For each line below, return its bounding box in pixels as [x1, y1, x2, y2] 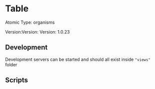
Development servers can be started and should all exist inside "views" [5, 56, 151, 62]
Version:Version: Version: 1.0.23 [5, 29, 70, 35]
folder [5, 61, 17, 67]
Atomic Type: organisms [5, 19, 55, 25]
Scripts [5, 76, 28, 85]
